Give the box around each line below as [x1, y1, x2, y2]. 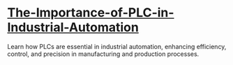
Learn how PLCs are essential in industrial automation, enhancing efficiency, [7, 42, 227, 50]
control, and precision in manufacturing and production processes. [7, 50, 200, 58]
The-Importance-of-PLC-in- [7, 5, 174, 21]
